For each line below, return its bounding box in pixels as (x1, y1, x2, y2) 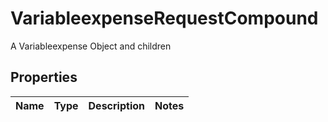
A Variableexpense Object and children (10, 40, 172, 52)
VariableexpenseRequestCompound (10, 7, 319, 30)
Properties (10, 69, 78, 86)
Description (88, 98, 145, 112)
